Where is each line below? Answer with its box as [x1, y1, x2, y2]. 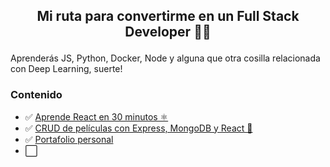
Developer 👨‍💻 [124, 24, 212, 41]
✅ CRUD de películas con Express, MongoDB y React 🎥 [24, 122, 253, 134]
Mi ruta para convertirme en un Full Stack [36, 8, 300, 25]
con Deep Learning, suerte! [10, 63, 123, 75]
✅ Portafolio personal [24, 133, 114, 145]
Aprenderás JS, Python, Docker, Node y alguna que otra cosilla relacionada [10, 52, 321, 64]
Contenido [10, 88, 63, 102]
